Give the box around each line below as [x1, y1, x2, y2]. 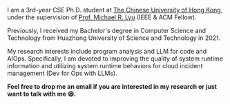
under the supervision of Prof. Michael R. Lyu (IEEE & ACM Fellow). [7, 13, 197, 21]
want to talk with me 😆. [7, 90, 77, 98]
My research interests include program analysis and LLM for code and [7, 48, 207, 55]
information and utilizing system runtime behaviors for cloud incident [7, 62, 203, 70]
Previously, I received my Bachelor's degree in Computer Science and [7, 27, 206, 34]
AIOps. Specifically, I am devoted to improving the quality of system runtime [7, 54, 223, 63]
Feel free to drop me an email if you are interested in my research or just [7, 83, 218, 90]
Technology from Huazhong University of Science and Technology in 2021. [7, 34, 221, 42]
